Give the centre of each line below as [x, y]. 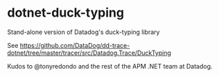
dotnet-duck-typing [66, 13]
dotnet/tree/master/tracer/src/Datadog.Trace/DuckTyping [89, 53]
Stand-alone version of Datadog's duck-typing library [84, 32]
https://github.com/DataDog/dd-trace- [75, 45]
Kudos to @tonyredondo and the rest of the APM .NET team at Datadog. [110, 66]
